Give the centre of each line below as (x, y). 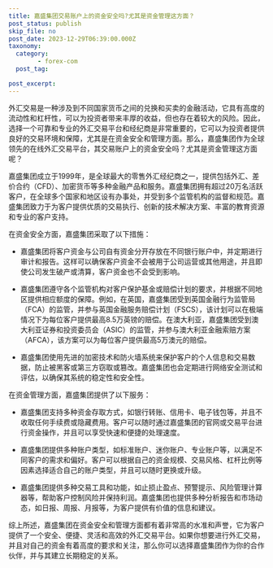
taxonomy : (25, 46)
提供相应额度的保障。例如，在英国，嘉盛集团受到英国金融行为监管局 (141, 299)
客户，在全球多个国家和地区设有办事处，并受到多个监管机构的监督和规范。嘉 (136, 196)
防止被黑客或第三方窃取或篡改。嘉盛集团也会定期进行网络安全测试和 (148, 367)
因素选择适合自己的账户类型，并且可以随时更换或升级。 (113, 470)
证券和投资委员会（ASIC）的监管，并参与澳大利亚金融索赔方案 (146, 330)
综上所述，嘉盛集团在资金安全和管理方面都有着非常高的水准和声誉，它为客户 (136, 525)
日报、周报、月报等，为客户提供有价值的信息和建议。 (131, 507)
